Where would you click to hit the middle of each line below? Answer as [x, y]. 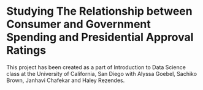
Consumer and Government [79, 24]
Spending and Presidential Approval [100, 37]
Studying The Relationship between [99, 11]
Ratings [26, 51]
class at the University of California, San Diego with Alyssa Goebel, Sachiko [102, 73]
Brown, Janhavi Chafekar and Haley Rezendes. [66, 80]
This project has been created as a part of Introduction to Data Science [96, 67]
